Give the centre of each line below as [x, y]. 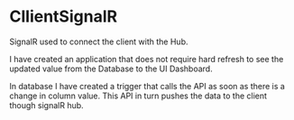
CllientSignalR [64, 17]
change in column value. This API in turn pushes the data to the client [138, 96]
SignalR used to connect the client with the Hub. [99, 42]
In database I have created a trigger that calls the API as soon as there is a [147, 86]
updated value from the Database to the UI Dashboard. [111, 69]
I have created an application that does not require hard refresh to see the [147, 59]
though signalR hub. [46, 105]
